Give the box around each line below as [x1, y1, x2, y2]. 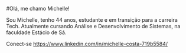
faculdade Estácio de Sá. [6, 29, 67, 36]
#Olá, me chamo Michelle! [6, 5, 70, 12]
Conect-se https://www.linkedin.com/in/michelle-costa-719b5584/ [6, 41, 168, 47]
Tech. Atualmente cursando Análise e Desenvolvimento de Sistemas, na [6, 23, 181, 29]
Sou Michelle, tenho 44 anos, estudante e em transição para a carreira [6, 16, 178, 23]
